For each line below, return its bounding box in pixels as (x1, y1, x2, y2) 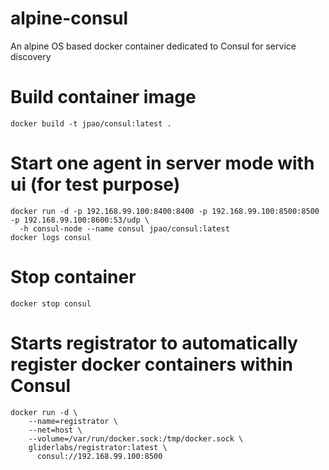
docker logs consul (10, 232, 92, 242)
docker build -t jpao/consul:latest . (10, 118, 172, 129)
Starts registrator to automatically (10, 332, 298, 354)
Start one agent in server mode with (10, 152, 315, 175)
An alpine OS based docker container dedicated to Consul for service (10, 40, 297, 52)
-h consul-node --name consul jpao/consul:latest (19, 223, 230, 234)
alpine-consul (10, 7, 129, 30)
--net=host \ (28, 425, 83, 435)
